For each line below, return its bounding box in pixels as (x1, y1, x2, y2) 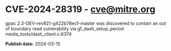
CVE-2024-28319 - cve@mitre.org (5, 4, 156, 15)
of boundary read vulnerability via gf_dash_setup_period (5, 25, 124, 31)
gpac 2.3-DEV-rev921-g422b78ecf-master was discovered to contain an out (5, 20, 166, 26)
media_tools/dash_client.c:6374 (5, 31, 72, 37)
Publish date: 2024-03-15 (5, 40, 61, 46)
